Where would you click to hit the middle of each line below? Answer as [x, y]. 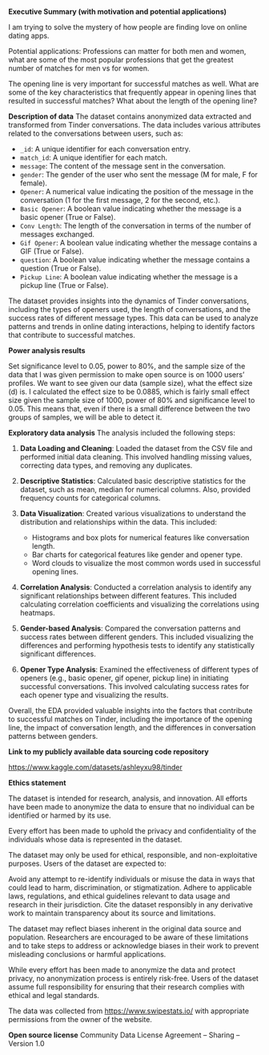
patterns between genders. [53, 736]
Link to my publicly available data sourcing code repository [109, 752]
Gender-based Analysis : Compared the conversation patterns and [130, 628]
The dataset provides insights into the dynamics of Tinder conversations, [129, 301]
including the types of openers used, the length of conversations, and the [129, 309]
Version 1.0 [26, 1043]
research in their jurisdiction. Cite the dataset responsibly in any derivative [131, 905]
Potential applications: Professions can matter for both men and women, [127, 51]
